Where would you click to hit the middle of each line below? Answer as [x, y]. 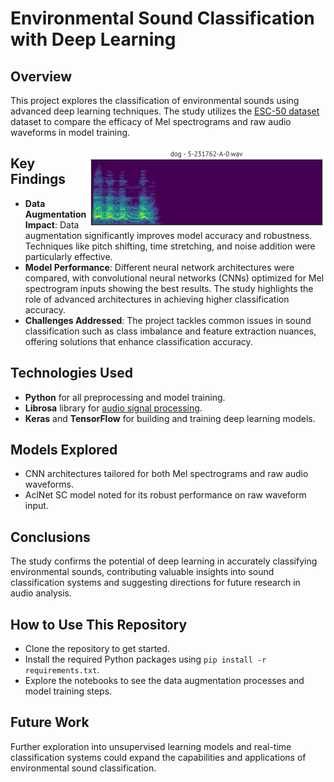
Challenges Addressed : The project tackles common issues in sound [168, 320]
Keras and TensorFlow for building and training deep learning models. [170, 418]
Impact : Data [52, 224]
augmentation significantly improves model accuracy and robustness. [168, 235]
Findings [38, 179]
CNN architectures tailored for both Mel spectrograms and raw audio [166, 474]
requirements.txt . [62, 670]
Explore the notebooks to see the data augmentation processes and [164, 681]
